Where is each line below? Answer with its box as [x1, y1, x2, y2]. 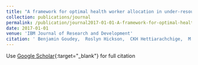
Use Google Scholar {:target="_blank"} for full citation [6, 53, 136, 59]
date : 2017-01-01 [6, 25, 49, 31]
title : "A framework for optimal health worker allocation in [6, 8, 162, 15]
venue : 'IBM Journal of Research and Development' [6, 31, 133, 37]
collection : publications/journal [6, 14, 91, 20]
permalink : [6, 19, 33, 25]
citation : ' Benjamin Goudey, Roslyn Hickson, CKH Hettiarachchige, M [6, 36, 192, 42]
